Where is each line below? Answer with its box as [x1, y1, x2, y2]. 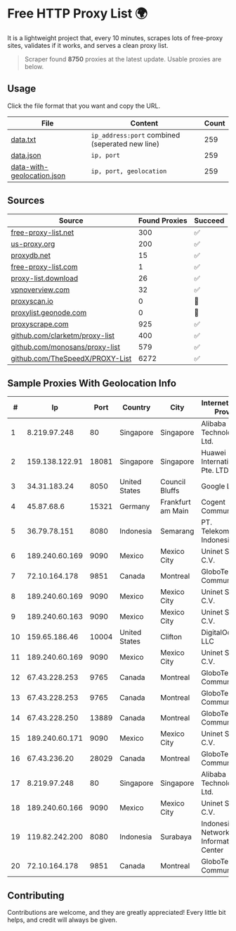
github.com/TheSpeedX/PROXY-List [11, 353, 132, 363]
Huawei [201, 448, 226, 458]
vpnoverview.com [11, 285, 70, 295]
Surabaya [160, 832, 192, 842]
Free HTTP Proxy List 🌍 [7, 6, 148, 22]
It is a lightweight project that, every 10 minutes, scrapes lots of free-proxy [7, 33, 223, 42]
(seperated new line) [91, 139, 160, 149]
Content [130, 118, 159, 128]
